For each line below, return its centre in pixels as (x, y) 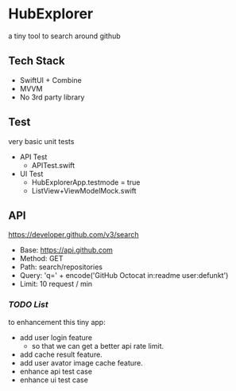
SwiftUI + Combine (50, 80)
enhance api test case (56, 371)
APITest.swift (53, 165)
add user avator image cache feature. (81, 362)
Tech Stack (37, 61)
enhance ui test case (54, 380)
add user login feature (56, 337)
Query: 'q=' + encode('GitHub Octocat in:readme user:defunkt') (124, 276)
